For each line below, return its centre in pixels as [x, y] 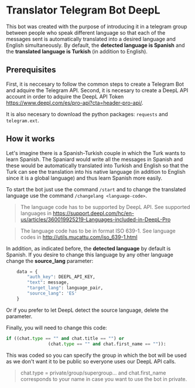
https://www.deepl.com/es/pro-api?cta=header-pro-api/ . [75, 103]
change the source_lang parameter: [50, 261]
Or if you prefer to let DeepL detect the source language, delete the [87, 310]
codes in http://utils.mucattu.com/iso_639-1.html [79, 237]
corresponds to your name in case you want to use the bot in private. [104, 379]
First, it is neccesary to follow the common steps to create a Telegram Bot [95, 84]
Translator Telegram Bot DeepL [83, 10]
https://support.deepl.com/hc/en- [93, 213]
